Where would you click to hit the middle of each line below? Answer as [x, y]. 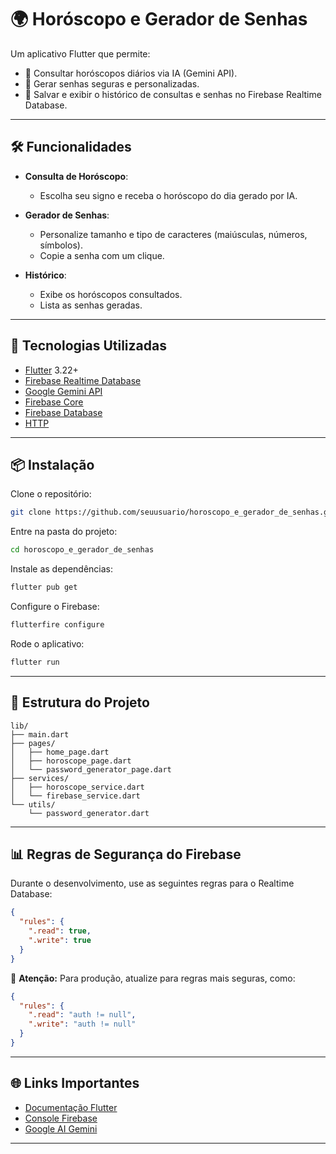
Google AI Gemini [61, 1128]
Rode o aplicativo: [47, 643]
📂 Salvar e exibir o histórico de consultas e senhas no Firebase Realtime [173, 94]
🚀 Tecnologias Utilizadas [88, 346]
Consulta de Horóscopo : [76, 176]
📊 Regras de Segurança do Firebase [126, 854]
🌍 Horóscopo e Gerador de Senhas [159, 19]
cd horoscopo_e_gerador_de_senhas [82, 550]
